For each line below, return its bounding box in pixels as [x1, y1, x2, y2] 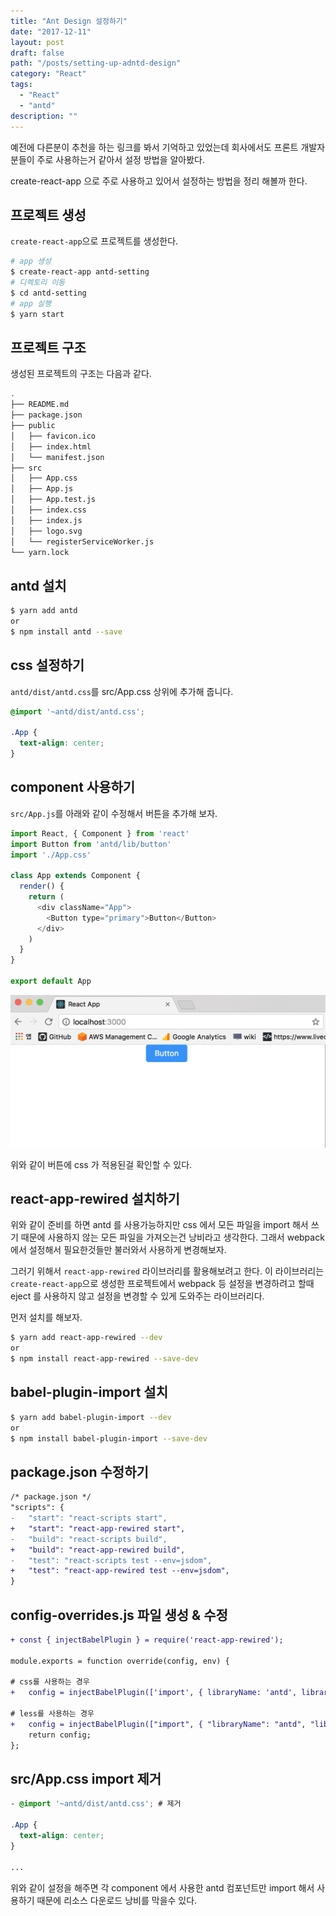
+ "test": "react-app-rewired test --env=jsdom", [10, 1566, 230, 1576]
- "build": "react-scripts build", [10, 1534, 168, 1544]
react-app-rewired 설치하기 [10, 1190, 180, 1207]
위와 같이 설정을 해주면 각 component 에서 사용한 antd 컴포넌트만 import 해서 [10, 1881, 315, 1894]
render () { [19, 881, 65, 892]
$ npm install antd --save [10, 626, 123, 637]
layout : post [10, 37, 65, 47]
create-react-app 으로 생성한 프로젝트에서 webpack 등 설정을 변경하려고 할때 [10, 1278, 315, 1290]
